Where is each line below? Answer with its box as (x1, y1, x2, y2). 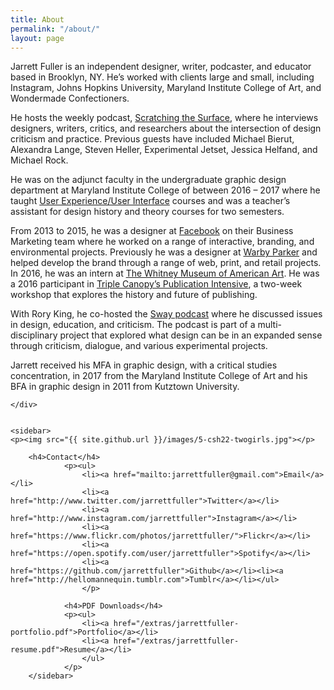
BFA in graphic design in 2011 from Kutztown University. (10, 381, 240, 393)
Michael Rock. (10, 154, 69, 166)
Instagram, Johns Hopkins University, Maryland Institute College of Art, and (10, 82, 322, 94)
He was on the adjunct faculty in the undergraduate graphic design (10, 174, 287, 186)
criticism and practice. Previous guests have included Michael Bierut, (10, 133, 295, 145)
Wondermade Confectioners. (10, 92, 130, 105)
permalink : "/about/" (10, 24, 101, 34)
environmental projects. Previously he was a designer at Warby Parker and (10, 246, 318, 258)
